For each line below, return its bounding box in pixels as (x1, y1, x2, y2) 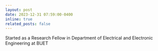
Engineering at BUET (5, 40, 49, 46)
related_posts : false (5, 21, 51, 26)
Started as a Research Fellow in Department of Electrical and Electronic (5, 35, 153, 41)
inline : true (5, 16, 33, 21)
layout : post (5, 7, 33, 12)
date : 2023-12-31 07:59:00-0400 (5, 12, 73, 17)
